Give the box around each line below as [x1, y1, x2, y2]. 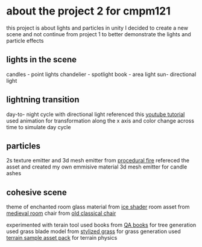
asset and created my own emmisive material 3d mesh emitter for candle [6, 163, 188, 170]
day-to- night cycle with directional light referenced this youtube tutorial [6, 111, 185, 118]
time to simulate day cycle [6, 123, 71, 130]
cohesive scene [6, 187, 68, 197]
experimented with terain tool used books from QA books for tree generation [6, 222, 197, 229]
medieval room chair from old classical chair [6, 210, 116, 217]
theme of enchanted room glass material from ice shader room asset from [6, 204, 190, 211]
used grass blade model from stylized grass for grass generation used [6, 228, 181, 235]
